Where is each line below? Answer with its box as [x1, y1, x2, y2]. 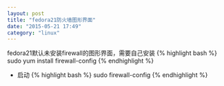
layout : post [7, 10, 45, 17]
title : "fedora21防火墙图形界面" [7, 17, 96, 23]
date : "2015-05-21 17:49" [7, 23, 81, 30]
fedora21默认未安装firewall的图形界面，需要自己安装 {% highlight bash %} [7, 49, 218, 57]
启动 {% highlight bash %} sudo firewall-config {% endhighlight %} [17, 71, 208, 79]
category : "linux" [7, 29, 60, 36]
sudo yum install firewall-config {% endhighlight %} [7, 56, 154, 65]
